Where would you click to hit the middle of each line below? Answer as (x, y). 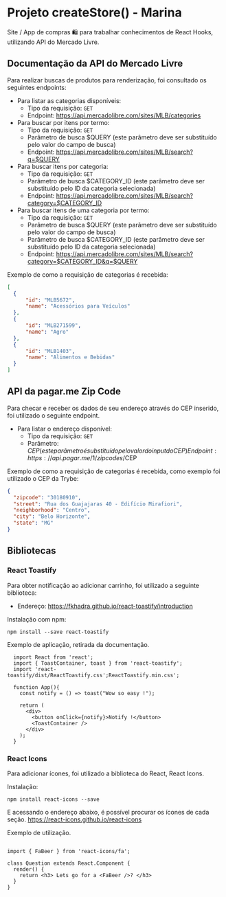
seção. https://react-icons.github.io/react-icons (75, 819)
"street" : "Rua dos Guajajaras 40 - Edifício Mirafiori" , (98, 504)
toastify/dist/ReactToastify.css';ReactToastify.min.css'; (93, 675)
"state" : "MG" (33, 523)
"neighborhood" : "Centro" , (52, 510)
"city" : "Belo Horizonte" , (52, 516)
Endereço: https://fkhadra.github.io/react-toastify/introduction (105, 606)
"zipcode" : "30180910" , (47, 497)
